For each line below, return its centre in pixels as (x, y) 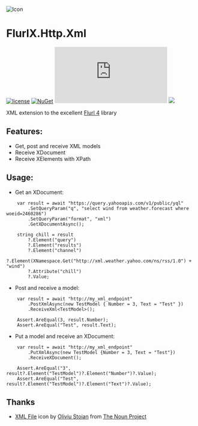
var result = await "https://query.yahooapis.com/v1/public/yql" (100, 203)
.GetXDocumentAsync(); (56, 224)
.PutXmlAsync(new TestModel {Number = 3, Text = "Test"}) (102, 352)
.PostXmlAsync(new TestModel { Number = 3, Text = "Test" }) (106, 304)
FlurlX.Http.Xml (46, 34)
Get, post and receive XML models (58, 146)
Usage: (20, 178)
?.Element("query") (52, 240)
